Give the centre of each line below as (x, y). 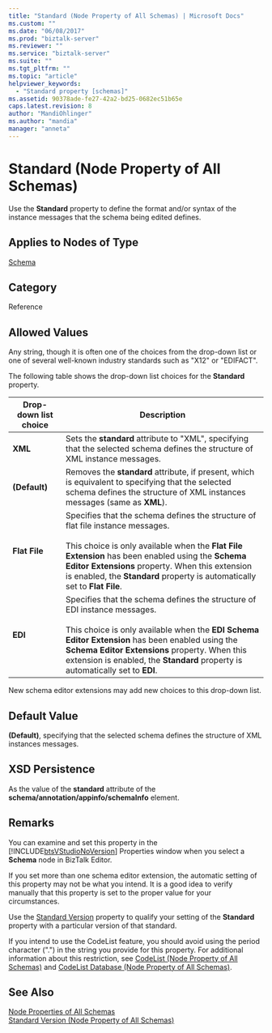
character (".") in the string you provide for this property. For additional (126, 950)
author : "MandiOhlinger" (50, 114)
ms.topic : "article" (43, 76)
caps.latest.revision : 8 (50, 106)
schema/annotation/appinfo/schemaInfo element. (94, 797)
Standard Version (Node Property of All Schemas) (91, 1020)
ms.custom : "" (32, 23)
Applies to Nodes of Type (74, 242)
